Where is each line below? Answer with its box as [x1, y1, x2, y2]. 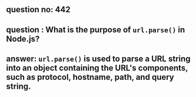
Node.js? [6, 34, 40, 44]
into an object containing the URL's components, [6, 63, 188, 73]
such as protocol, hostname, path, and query [6, 72, 175, 82]
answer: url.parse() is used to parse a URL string [6, 54, 191, 64]
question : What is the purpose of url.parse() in [6, 25, 185, 35]
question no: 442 [6, 5, 71, 15]
